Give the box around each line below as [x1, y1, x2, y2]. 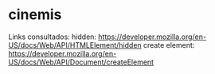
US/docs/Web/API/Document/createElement [8, 57, 154, 67]
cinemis [8, 6, 62, 24]
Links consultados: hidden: [8, 32, 97, 41]
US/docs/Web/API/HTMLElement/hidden [8, 40, 142, 49]
